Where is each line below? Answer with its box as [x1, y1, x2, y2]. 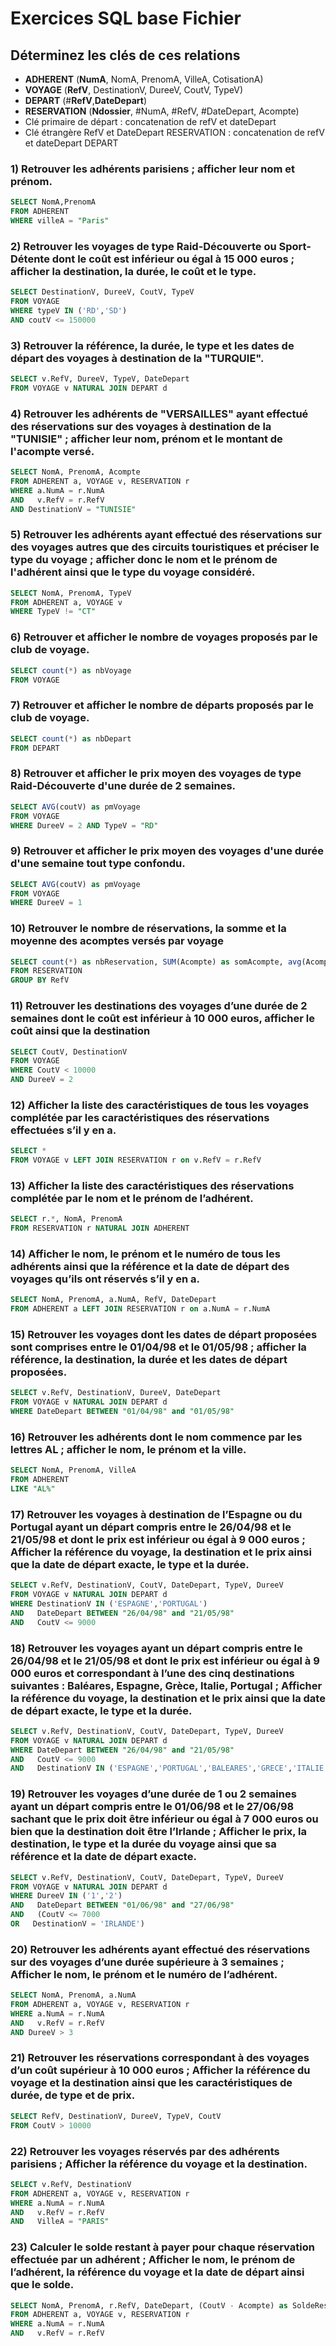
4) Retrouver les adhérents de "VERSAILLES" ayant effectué [10, 407, 309, 421]
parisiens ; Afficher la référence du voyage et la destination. [10, 2157, 308, 2171]
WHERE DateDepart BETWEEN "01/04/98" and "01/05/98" [10, 1407, 235, 1417]
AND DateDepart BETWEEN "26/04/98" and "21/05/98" [10, 1608, 235, 1618]
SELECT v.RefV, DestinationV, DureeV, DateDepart [10, 1388, 222, 1398]
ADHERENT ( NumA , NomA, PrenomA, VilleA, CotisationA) [24, 73, 264, 85]
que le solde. [10, 2278, 75, 2292]
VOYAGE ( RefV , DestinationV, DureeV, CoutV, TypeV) [24, 84, 244, 96]
